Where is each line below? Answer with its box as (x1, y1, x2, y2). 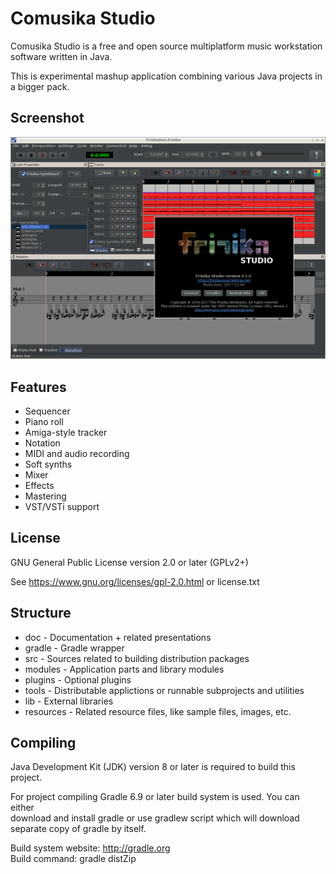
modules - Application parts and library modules (24, 663, 225, 675)
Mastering (24, 490, 67, 502)
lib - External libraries (24, 695, 114, 707)
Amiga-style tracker (24, 426, 108, 438)
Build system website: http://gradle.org (10, 842, 171, 854)
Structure (10, 605, 72, 622)
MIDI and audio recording (24, 447, 130, 459)
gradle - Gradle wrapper (24, 642, 125, 654)
